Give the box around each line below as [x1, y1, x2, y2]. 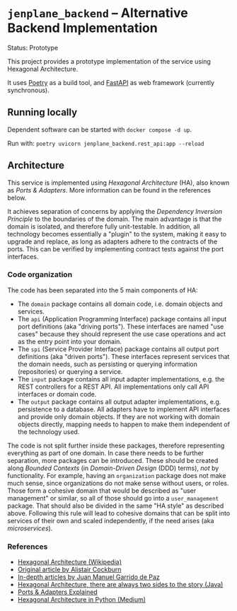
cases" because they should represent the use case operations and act [17, 329, 226, 338]
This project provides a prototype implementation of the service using [7, 57, 211, 65]
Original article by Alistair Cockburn [17, 565, 122, 574]
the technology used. [17, 427, 80, 436]
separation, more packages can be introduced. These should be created [7, 456, 219, 464]
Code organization [7, 270, 73, 280]
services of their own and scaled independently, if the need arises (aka [7, 516, 214, 525]
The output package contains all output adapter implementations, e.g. [17, 397, 221, 406]
